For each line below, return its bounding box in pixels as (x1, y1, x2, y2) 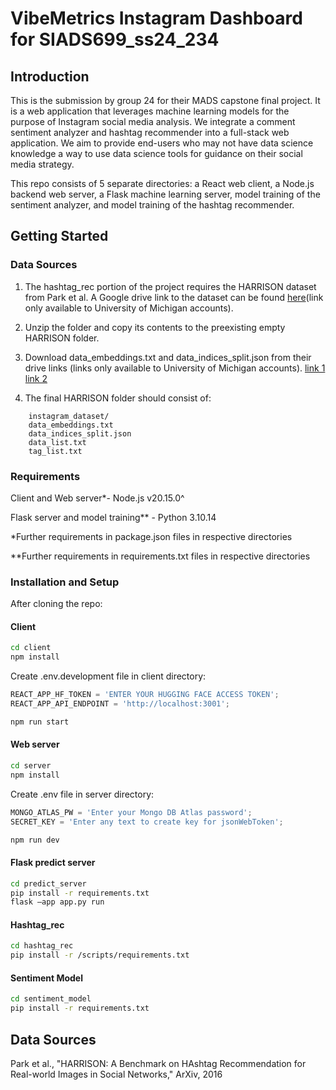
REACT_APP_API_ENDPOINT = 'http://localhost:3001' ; (10, 699, 230, 709)
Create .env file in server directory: (10, 788, 155, 800)
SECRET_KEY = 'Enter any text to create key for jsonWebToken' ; (10, 817, 284, 827)
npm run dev (10, 835, 60, 845)
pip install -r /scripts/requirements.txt (10, 950, 190, 961)
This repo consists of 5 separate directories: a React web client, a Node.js (10, 178, 315, 189)
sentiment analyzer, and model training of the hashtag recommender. (10, 199, 295, 211)
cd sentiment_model (10, 994, 92, 1004)
